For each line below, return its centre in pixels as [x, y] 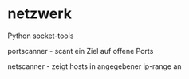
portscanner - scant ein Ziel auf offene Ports [81, 51]
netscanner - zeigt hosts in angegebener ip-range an [94, 66]
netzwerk [40, 14]
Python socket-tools [41, 36]
